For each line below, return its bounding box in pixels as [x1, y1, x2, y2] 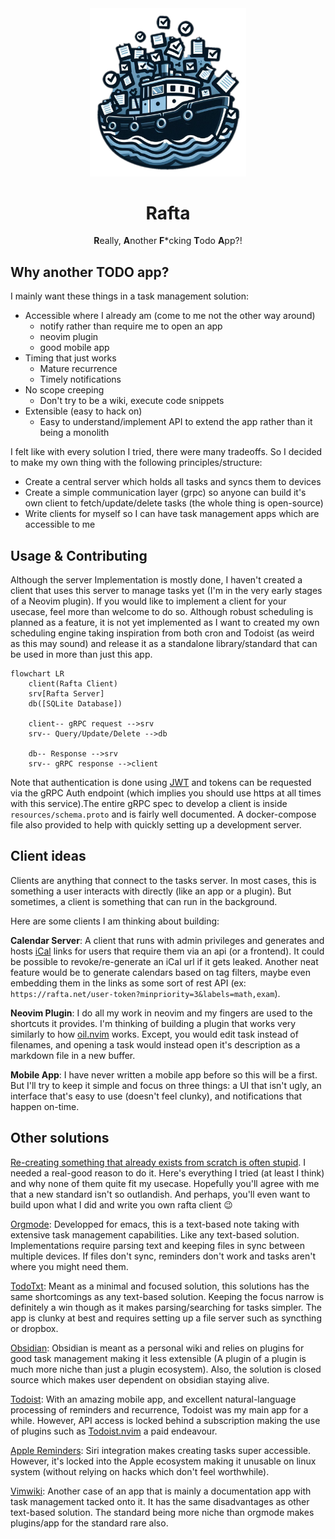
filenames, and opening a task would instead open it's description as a [10, 1038, 301, 1051]
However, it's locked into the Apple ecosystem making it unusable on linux [10, 1455, 317, 1467]
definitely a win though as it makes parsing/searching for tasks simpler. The [10, 1301, 322, 1313]
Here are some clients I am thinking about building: [10, 915, 220, 927]
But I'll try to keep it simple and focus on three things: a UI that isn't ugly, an [10, 1079, 322, 1091]
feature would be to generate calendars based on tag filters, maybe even [10, 966, 311, 978]
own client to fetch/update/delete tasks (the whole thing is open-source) [24, 497, 324, 509]
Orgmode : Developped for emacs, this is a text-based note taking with [10, 1218, 300, 1230]
